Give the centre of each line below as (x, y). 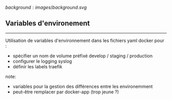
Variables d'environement (48, 23)
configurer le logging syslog (42, 61)
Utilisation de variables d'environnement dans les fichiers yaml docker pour (85, 40)
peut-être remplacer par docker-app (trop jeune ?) (66, 92)
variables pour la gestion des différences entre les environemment (83, 86)
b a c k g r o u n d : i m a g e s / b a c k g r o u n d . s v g (46, 7)
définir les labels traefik (37, 66)
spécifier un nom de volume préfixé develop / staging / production (82, 56)
